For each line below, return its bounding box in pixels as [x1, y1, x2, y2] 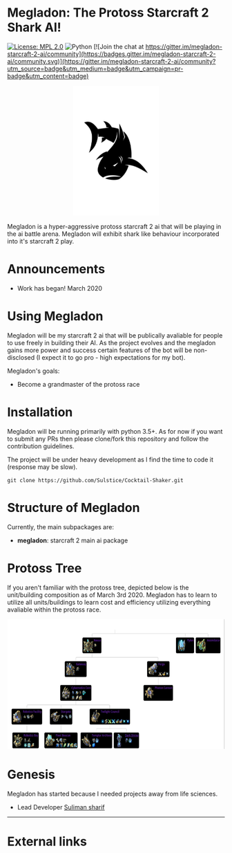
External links [7, 834, 88, 849]
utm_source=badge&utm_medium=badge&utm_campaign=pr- [7, 64, 184, 73]
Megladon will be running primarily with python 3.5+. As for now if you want [7, 427, 223, 435]
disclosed [7, 353, 35, 361]
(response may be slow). [7, 462, 78, 471]
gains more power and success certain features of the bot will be [7, 346, 193, 354]
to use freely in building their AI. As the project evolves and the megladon [7, 338, 216, 347]
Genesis [7, 767, 55, 782]
